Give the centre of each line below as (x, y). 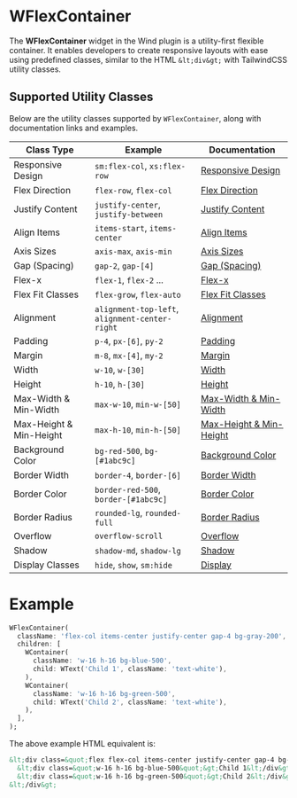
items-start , (121, 228)
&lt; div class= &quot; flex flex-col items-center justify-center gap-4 (142, 760)
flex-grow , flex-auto (137, 294)
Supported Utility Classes (81, 97)
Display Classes (46, 565)
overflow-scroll (129, 536)
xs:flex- (167, 166)
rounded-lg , (118, 512)
